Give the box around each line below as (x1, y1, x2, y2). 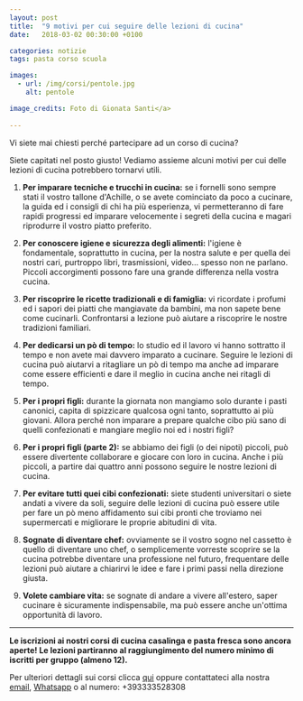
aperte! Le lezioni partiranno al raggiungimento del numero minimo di (9, 644, 274, 655)
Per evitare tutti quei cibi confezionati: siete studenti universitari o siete (22, 488, 291, 499)
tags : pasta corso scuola (9, 55, 106, 64)
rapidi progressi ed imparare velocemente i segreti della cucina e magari (22, 210, 291, 221)
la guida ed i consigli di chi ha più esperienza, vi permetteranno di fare (22, 200, 284, 212)
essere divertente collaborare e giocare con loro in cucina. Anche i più (22, 451, 284, 462)
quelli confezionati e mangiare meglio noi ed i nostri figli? (22, 424, 234, 435)
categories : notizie (9, 46, 87, 55)
